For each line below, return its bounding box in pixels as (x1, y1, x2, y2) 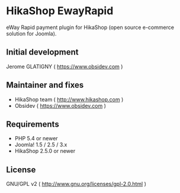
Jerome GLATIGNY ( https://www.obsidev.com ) (6, 63, 123, 70)
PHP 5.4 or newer (14, 135, 58, 142)
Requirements (6, 119, 59, 129)
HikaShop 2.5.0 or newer (14, 147, 76, 155)
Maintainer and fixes (6, 80, 84, 90)
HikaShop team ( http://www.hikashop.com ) (14, 96, 124, 103)
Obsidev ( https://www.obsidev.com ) (14, 102, 107, 109)
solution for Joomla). (6, 30, 57, 37)
